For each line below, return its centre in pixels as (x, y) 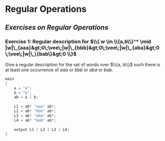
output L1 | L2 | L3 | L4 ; (42, 130)
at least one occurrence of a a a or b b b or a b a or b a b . (59, 70)
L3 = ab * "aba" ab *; (35, 116)
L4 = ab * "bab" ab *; (35, 120)
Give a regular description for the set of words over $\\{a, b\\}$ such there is (83, 64)
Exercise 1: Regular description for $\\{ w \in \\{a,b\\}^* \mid (78, 42)
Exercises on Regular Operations (57, 27)
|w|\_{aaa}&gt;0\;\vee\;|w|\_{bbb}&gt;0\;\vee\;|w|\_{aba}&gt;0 (82, 47)
